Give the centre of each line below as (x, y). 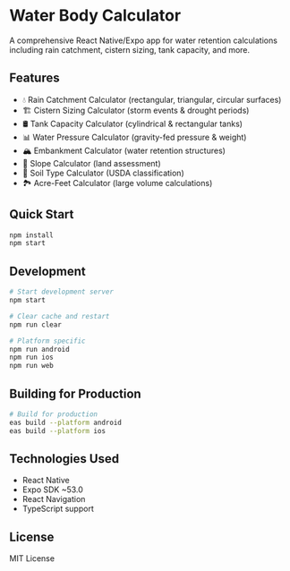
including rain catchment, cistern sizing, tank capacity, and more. (130, 49)
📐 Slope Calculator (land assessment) (91, 163)
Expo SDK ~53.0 (52, 490)
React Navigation (54, 499)
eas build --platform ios (57, 430)
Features (34, 78)
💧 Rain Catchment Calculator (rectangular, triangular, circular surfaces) (152, 99)
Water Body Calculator (95, 16)
